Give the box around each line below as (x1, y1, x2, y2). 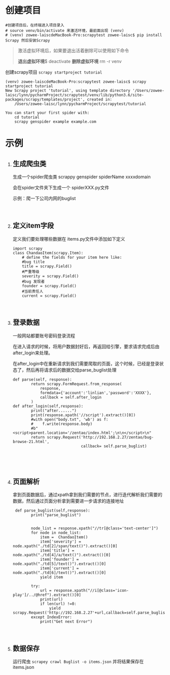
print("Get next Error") (40, 619, 93, 624)
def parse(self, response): (12, 377, 72, 382)
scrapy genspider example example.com (14, 119, 96, 124)
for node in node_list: (31, 530, 81, 535)
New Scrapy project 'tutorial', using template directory (5, 88, 130, 93)
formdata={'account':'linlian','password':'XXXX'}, (40, 390, 152, 395)
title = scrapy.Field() (22, 263, 72, 269)
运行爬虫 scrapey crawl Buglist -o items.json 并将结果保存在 (12, 658, 144, 665)
